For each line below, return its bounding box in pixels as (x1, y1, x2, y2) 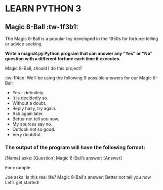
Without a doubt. (12, 100, 47, 106)
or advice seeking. (5, 41, 43, 47)
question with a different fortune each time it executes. (5, 56, 121, 62)
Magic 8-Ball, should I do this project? (5, 65, 82, 71)
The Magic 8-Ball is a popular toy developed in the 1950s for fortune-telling (5, 36, 158, 41)
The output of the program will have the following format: (5, 144, 146, 151)
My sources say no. (12, 121, 53, 127)
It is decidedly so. (12, 95, 48, 101)
